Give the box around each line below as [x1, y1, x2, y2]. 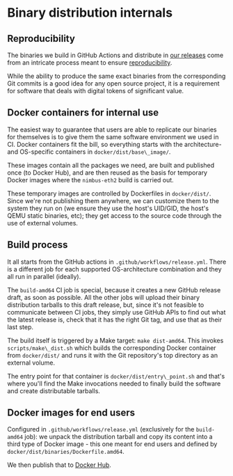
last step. [7, 322, 33, 331]
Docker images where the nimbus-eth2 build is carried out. [7, 175, 174, 184]
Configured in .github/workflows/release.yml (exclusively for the [7, 425, 195, 434]
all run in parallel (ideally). [7, 272, 81, 280]
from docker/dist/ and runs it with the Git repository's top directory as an [7, 351, 218, 359]
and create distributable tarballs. [7, 386, 101, 395]
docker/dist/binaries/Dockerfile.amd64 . [7, 447, 124, 456]
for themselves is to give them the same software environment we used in [7, 132, 219, 141]
